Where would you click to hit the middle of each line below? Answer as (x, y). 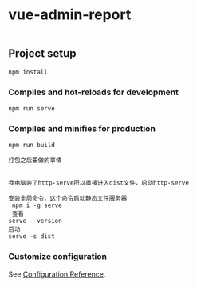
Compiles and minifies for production (82, 128)
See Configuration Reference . (57, 274)
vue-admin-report (70, 15)
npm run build (32, 145)
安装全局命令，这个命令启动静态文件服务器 (68, 199)
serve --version (35, 221)
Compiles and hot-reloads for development (94, 92)
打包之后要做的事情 (35, 161)
